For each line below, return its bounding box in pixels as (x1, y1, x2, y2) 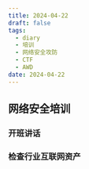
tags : (8, 26, 26, 34)
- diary (15, 33, 41, 42)
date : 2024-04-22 (8, 71, 65, 79)
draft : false (8, 19, 51, 27)
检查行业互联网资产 (8, 151, 81, 162)
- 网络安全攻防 (15, 48, 58, 56)
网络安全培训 (8, 102, 71, 116)
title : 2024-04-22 (8, 11, 69, 20)
